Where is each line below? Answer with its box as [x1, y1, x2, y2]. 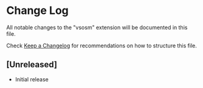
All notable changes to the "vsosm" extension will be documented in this [6, 24, 188, 31]
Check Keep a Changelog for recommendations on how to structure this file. [6, 42, 198, 49]
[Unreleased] [6, 59, 58, 70]
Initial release [15, 75, 49, 83]
